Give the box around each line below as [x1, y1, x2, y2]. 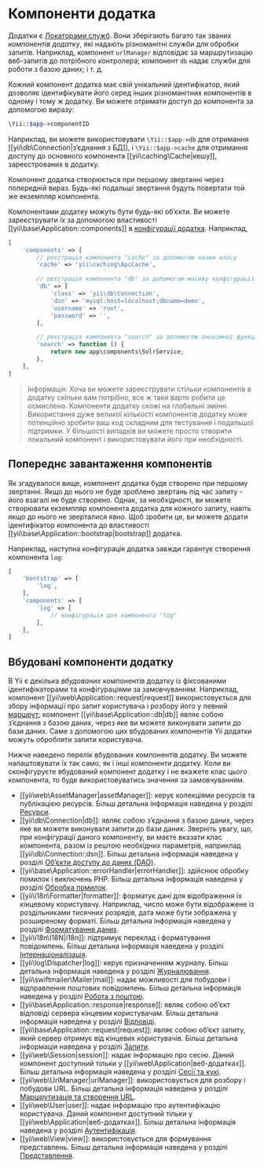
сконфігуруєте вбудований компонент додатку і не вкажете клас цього [8, 767, 247, 777]
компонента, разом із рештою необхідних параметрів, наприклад [19, 841, 241, 850]
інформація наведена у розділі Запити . [19, 1042, 150, 1051]
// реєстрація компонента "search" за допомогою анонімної [36, 333, 234, 341]
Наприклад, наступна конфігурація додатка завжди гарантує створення [8, 543, 251, 553]
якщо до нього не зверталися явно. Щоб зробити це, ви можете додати [8, 512, 248, 521]
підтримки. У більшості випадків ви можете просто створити [27, 426, 233, 435]
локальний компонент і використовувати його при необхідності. [27, 435, 244, 444]
